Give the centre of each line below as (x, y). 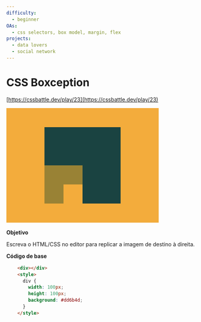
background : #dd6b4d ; (56, 300)
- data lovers (30, 45)
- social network (34, 52)
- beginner (26, 19)
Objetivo (17, 232)
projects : (19, 39)
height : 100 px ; (48, 294)
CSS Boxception (48, 83)
